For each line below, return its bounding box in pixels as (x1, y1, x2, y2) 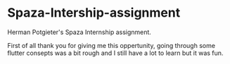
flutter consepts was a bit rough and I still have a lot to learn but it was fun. (7, 49, 224, 57)
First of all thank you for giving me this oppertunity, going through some (7, 41, 216, 49)
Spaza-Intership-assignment (7, 5, 181, 21)
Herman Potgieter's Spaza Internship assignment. (7, 28, 151, 36)
